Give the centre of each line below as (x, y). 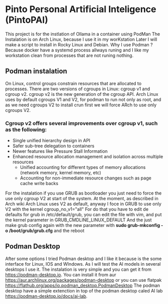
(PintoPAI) (27, 20)
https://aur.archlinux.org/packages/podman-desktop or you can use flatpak (83, 280)
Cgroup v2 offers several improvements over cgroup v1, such (81, 123)
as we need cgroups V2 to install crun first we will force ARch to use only (81, 105)
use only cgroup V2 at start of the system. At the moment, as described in (82, 199)
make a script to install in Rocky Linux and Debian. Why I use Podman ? (79, 44)
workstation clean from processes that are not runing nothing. (69, 55)
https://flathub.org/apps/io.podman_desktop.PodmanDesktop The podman (82, 285)
